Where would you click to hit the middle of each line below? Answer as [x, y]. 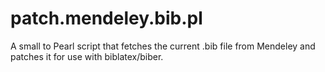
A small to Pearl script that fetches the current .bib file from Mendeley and [163, 46]
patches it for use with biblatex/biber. [87, 56]
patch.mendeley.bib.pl [106, 18]
